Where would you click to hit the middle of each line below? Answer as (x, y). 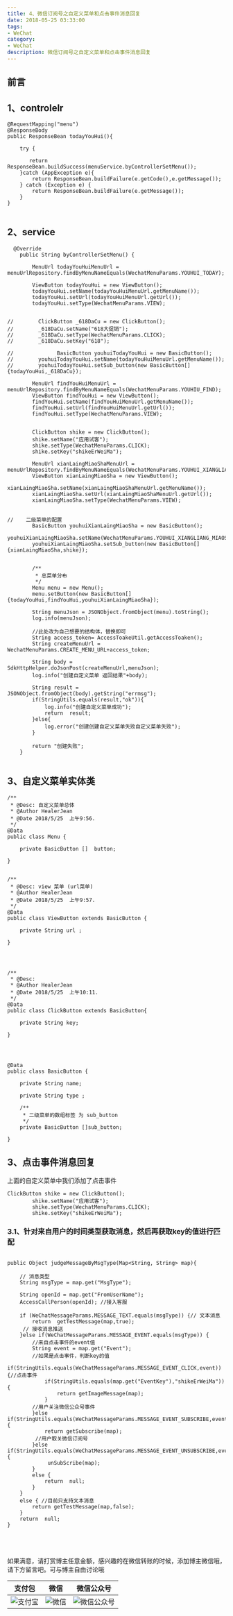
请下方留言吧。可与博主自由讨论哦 (56, 1570)
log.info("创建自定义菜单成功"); (88, 707)
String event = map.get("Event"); (82, 1348)
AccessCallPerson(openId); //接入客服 (74, 1302)
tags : (15, 26)
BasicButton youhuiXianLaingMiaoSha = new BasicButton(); (118, 526)
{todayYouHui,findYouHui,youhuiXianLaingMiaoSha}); (83, 600)
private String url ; (51, 930)
